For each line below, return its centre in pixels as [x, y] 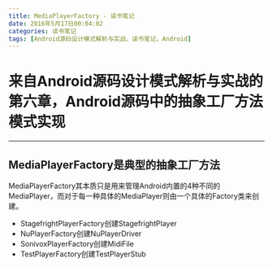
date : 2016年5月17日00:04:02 [56, 24]
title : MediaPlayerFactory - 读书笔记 [72, 16]
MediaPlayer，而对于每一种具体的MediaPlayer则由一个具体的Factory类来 [130, 196]
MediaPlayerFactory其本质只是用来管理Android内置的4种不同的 [115, 186]
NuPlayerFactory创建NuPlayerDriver [81, 234]
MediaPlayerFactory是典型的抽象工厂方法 [115, 165]
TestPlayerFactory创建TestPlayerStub [83, 254]
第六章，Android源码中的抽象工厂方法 [136, 102]
